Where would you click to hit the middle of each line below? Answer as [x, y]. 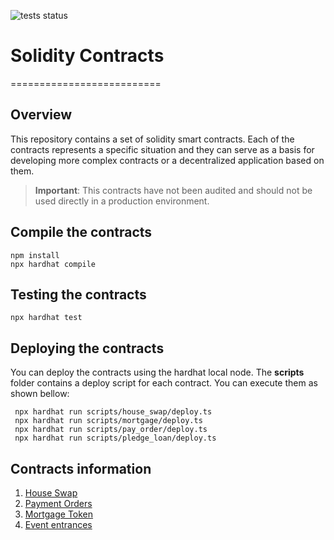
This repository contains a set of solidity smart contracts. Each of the [152, 139]
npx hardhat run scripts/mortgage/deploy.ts [108, 421]
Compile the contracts [81, 232]
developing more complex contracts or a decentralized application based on [167, 160]
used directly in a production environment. [122, 201]
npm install [35, 255]
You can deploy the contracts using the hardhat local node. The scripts [157, 372]
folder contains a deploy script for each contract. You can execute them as [164, 383]
